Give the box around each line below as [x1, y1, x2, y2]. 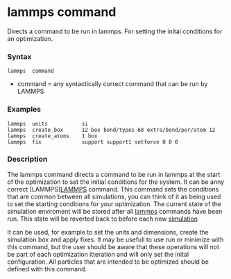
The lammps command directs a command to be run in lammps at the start [7, 170, 221, 178]
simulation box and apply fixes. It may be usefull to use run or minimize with [7, 235, 224, 244]
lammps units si [7, 120, 89, 127]
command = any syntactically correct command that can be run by [17, 80, 208, 88]
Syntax [7, 51, 32, 61]
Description [7, 154, 48, 164]
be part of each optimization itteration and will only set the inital [7, 250, 189, 258]
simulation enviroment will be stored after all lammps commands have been [7, 207, 223, 215]
